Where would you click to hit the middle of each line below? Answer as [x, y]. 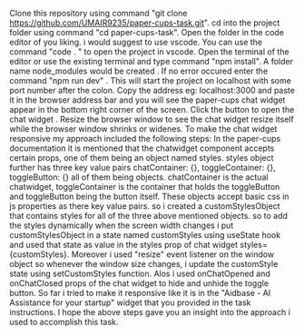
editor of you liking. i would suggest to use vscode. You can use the [136, 42]
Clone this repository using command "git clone [98, 13]
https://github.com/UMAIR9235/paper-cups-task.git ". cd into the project [145, 23]
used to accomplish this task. [64, 322]
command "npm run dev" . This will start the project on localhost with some [151, 80]
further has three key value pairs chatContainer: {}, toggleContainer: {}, [142, 168]
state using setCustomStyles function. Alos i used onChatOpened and [140, 273]
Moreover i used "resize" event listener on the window [173, 254]
